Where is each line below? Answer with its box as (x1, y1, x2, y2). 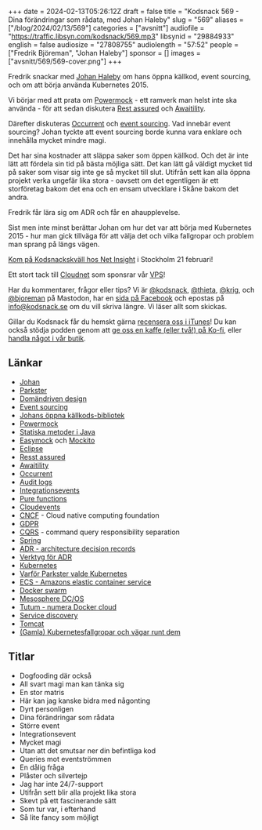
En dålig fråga (19, 763, 65, 772)
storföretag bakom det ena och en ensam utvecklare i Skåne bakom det (8, 184, 239, 193)
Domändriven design (19, 394, 88, 403)
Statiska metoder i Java (19, 427, 95, 436)
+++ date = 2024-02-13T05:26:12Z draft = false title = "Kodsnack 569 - (8, 7, 239, 16)
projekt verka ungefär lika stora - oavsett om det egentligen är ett (8, 176, 219, 185)
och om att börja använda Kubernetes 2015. (8, 80, 149, 89)
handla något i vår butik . (8, 333, 86, 343)
